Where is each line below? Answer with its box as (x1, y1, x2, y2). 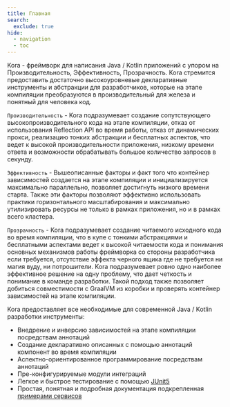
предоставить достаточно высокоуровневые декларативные (7, 76, 188, 83)
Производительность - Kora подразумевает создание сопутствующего (7, 111, 211, 119)
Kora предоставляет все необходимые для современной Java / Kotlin (7, 305, 213, 313)
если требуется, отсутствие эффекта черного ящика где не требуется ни (7, 255, 223, 263)
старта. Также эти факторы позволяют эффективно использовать (7, 190, 202, 199)
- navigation (13, 36, 51, 43)
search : (7, 17, 30, 23)
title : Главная (7, 10, 51, 17)
